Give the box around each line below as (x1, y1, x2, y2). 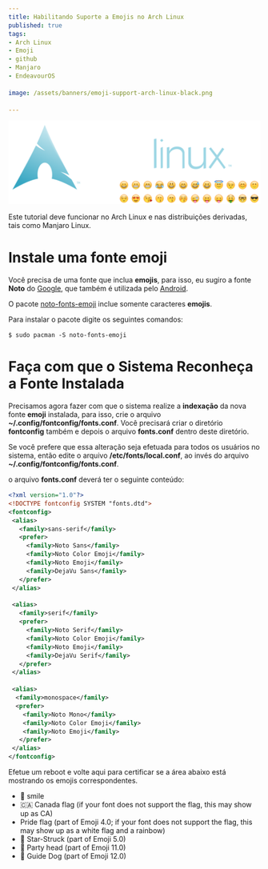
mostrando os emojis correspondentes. (8, 776, 138, 786)
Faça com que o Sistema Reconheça (8, 358, 254, 376)
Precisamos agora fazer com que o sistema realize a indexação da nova (8, 401, 246, 411)
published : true (8, 21, 62, 30)
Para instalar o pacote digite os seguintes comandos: (8, 314, 184, 324)
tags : (8, 30, 26, 38)
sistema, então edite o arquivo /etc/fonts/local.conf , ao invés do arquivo (8, 451, 250, 460)
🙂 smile (19, 791, 45, 801)
